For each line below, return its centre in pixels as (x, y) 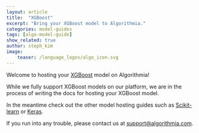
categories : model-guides (39, 29)
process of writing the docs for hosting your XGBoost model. (83, 93)
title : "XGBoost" (30, 18)
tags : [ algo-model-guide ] (39, 35)
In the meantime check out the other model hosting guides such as (90, 105)
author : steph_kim (30, 46)
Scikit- (184, 105)
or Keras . (32, 111)
